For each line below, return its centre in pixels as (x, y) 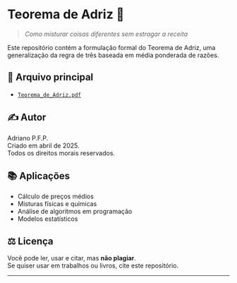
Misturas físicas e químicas (57, 204)
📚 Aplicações (39, 176)
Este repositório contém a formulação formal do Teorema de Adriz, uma (111, 47)
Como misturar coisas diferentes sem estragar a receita (106, 34)
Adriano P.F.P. (28, 138)
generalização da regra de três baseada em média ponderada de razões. (113, 55)
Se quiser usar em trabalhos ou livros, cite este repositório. (93, 266)
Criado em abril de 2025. (43, 145)
